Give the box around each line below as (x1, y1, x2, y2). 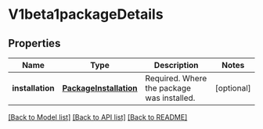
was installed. (145, 92, 196, 103)
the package (145, 83, 192, 93)
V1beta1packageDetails (8, 5, 164, 23)
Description (153, 60, 199, 70)
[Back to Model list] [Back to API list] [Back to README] (8, 113, 188, 122)
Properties (8, 37, 61, 50)
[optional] (214, 83, 251, 93)
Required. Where (145, 73, 207, 84)
